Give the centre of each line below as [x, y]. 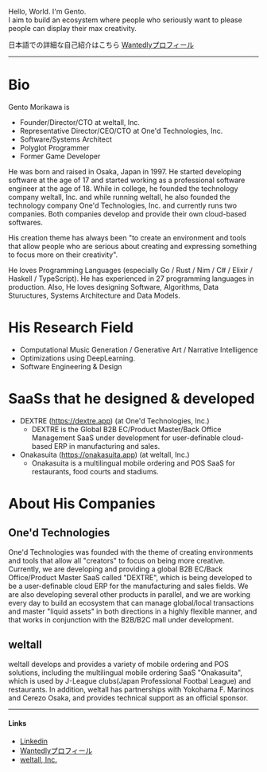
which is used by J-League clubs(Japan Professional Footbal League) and [130, 680]
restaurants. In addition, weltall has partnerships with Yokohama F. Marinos [131, 689]
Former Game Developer [60, 156]
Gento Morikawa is [39, 107]
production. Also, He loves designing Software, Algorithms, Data [114, 287]
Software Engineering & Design [71, 366]
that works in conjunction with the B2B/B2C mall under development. [121, 619]
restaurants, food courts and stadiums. [95, 471]
